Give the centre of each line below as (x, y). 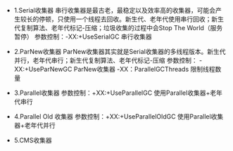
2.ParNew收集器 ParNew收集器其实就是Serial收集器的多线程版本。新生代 (120, 52)
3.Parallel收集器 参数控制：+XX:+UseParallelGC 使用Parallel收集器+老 (115, 93)
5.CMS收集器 (33, 140)
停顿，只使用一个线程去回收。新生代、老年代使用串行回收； (125, 19)
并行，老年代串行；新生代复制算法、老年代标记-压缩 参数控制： (106, 60)
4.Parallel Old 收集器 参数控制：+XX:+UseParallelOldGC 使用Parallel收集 (119, 117)
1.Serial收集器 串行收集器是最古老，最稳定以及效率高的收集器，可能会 (115, 10)
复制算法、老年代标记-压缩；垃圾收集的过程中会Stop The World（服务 (121, 28)
